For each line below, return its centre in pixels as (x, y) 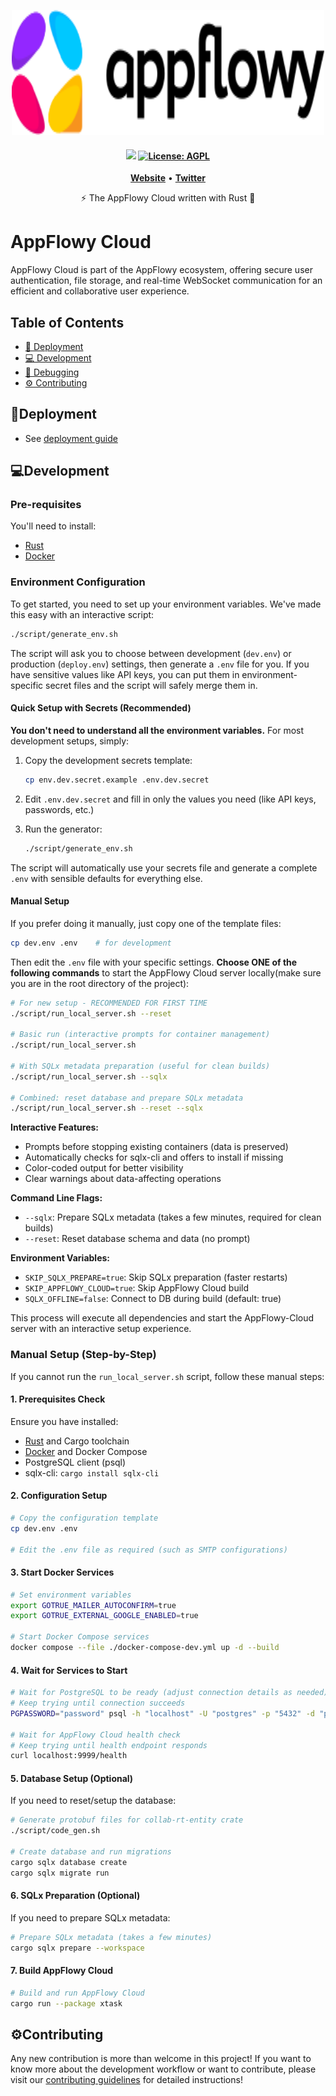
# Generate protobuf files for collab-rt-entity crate (127, 1820)
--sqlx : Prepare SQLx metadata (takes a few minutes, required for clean (173, 1217)
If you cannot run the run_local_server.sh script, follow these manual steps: (167, 1376)
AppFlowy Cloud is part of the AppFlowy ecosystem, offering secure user (161, 270)
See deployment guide (71, 438)
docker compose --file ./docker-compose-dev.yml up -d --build (145, 1648)
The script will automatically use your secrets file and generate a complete (164, 867)
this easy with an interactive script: (82, 614)
